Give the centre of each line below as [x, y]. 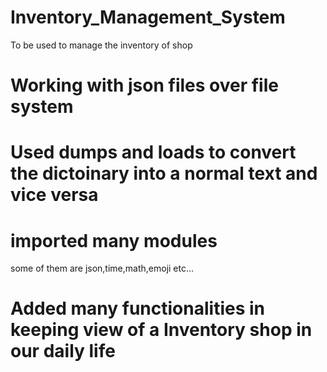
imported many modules [114, 240]
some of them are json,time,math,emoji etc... [102, 268]
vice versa [54, 195]
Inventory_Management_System [148, 17]
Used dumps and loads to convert [153, 152]
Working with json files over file [144, 85]
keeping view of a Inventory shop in [161, 330]
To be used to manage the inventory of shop [101, 45]
